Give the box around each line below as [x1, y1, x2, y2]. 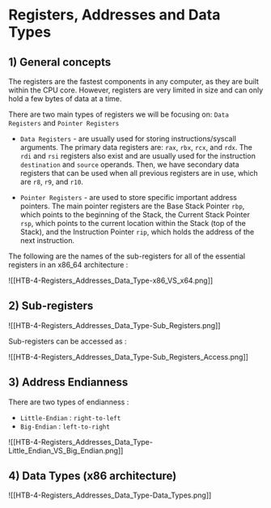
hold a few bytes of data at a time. [8, 94, 122, 103]
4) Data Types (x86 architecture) [8, 469, 177, 483]
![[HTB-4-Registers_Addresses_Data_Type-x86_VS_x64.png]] [8, 275, 214, 285]
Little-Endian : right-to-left [19, 412, 121, 422]
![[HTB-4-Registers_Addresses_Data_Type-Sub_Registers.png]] [8, 320, 221, 330]
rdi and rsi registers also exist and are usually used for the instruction [19, 152, 256, 160]
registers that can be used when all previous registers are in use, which [19, 169, 259, 177]
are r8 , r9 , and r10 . [19, 177, 83, 186]
